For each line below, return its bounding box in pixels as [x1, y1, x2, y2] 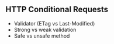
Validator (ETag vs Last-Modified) [13, 20, 95, 27]
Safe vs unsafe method [13, 32, 70, 39]
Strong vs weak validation [13, 26, 77, 33]
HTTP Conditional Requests [5, 5, 109, 14]
